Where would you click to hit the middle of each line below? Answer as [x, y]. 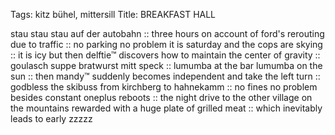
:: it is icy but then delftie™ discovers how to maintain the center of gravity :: [165, 55]
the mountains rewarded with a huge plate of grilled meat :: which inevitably [166, 108]
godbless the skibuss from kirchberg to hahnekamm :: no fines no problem [164, 87]
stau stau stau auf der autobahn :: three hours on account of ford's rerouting [167, 33]
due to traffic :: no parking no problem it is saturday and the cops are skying [166, 44]
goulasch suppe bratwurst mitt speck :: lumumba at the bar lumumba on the [166, 65]
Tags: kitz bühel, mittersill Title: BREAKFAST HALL [113, 14]
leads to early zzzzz [51, 118]
